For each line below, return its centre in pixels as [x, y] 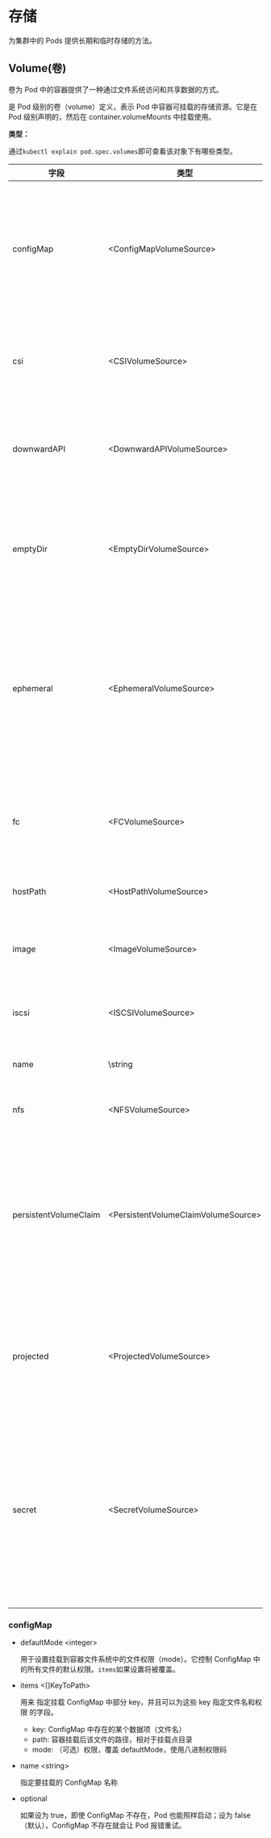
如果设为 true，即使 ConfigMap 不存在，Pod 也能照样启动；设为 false [135, 1815]
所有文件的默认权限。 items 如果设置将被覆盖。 [103, 1669]
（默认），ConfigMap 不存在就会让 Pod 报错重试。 [103, 1825]
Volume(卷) [38, 68]
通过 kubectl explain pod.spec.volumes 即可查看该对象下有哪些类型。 [123, 151]
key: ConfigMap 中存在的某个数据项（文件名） [109, 1730]
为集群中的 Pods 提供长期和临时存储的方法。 [83, 40]
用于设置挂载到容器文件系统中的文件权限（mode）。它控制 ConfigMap [135, 1659]
